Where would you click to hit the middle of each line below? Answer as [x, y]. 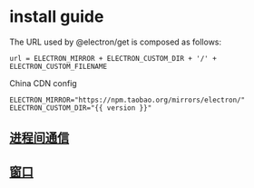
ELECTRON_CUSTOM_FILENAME [58, 66]
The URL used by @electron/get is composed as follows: [116, 42]
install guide [57, 17]
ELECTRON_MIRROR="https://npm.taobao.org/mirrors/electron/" [127, 100]
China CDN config [43, 83]
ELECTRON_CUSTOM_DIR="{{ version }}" [81, 108]
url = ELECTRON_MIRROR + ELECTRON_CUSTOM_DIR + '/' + [113, 58]
